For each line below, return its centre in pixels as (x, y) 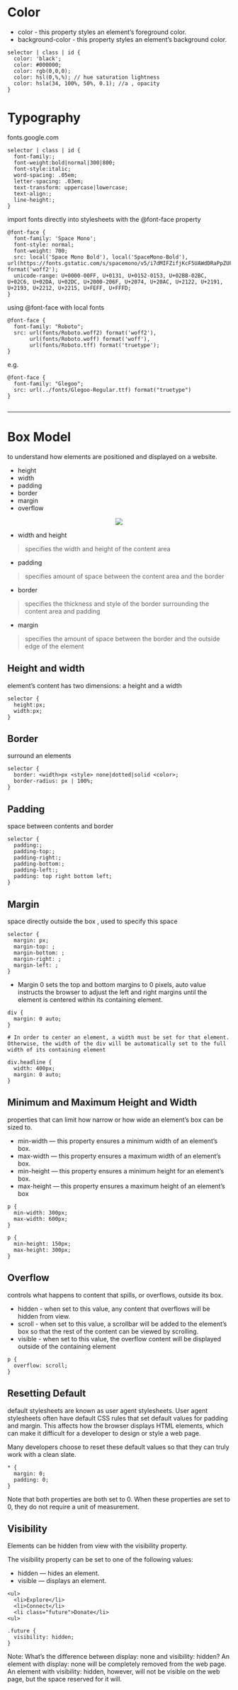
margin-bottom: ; (39, 953)
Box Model (39, 437)
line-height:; (34, 200)
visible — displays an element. (62, 1581)
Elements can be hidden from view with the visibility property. (97, 1546)
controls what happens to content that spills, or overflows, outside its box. (115, 1295)
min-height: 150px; (42, 1244)
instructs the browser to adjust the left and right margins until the (112, 992)
